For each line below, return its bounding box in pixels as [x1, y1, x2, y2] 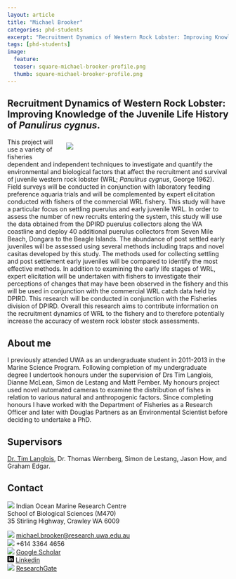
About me [7, 337, 51, 349]
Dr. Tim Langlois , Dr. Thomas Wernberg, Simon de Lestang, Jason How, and [7, 455, 227, 463]
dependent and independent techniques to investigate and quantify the [7, 160, 213, 168]
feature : [13, 56, 39, 63]
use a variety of [7, 145, 53, 154]
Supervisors [7, 436, 63, 448]
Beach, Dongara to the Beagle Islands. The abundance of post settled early [7, 235, 225, 244]
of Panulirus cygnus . [7, 119, 100, 131]
